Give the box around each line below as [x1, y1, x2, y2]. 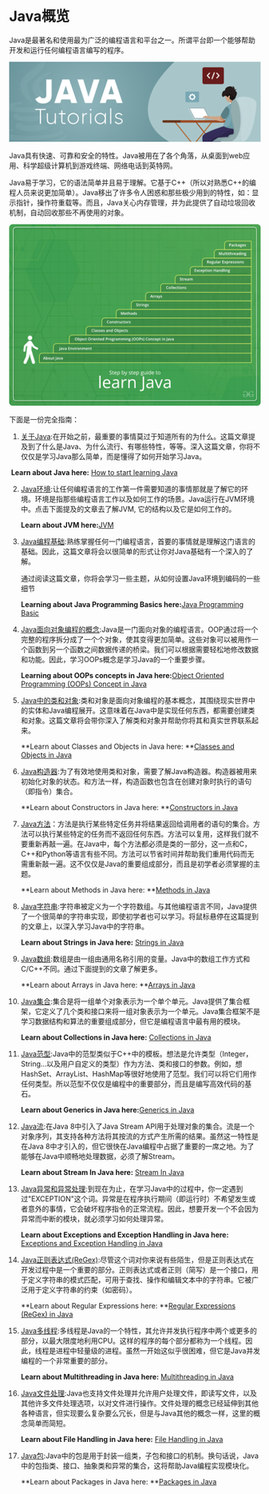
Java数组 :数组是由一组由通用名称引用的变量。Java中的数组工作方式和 [20, 954, 251, 964]
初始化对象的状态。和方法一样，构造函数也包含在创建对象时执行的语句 [20, 777, 252, 786]
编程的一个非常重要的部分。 [20, 1356, 113, 1366]
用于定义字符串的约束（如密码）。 [27, 1285, 136, 1295]
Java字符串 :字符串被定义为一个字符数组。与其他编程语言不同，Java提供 [20, 901, 258, 912]
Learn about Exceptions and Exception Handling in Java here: [20, 1230, 229, 1240]
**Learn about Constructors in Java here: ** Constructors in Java [20, 803, 239, 813]
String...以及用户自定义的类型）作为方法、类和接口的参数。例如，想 [20, 1059, 243, 1069]
